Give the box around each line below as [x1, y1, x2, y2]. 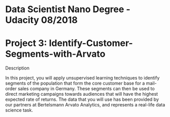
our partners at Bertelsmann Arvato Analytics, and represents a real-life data [5, 102, 165, 108]
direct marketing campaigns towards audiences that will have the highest [5, 91, 158, 97]
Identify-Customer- [49, 37, 133, 49]
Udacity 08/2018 [5, 14, 78, 26]
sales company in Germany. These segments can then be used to [17, 86, 155, 92]
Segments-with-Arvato [5, 48, 106, 60]
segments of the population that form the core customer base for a [5, 80, 145, 87]
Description [5, 65, 29, 71]
